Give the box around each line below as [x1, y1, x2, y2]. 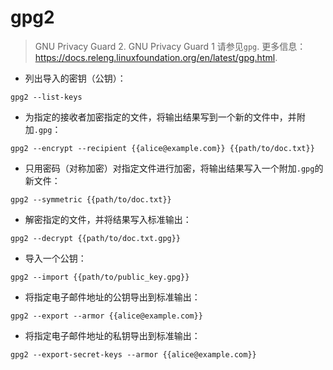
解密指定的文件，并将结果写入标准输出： [24, 213, 192, 225]
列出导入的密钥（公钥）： [24, 72, 127, 84]
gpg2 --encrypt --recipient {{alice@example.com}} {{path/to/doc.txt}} [10, 143, 315, 153]
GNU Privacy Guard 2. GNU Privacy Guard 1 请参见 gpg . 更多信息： [34, 40, 307, 52]
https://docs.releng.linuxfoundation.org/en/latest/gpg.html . [34, 51, 278, 63]
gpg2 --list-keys [10, 92, 83, 102]
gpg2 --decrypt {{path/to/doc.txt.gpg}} [10, 233, 182, 243]
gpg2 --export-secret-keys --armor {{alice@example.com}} [10, 349, 257, 360]
